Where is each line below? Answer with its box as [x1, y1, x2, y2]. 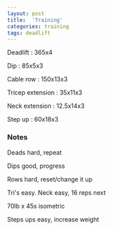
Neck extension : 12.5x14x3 [7, 102, 85, 111]
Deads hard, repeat [7, 148, 62, 156]
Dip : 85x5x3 [7, 61, 43, 70]
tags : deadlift [7, 29, 51, 37]
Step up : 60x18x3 [7, 115, 59, 124]
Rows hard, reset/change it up [7, 175, 93, 183]
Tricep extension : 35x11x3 [7, 88, 83, 97]
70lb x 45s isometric [7, 202, 65, 210]
